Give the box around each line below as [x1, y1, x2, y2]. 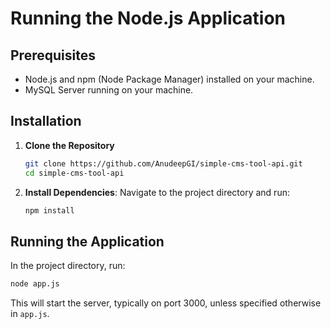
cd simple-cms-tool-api [24, 168, 125, 178]
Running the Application [10, 233, 165, 250]
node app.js [10, 279, 60, 289]
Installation [10, 113, 82, 130]
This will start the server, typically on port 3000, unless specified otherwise [10, 297, 322, 309]
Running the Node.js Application [10, 7, 287, 30]
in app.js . [10, 308, 50, 320]
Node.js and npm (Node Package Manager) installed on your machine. [24, 73, 315, 85]
